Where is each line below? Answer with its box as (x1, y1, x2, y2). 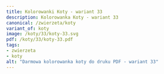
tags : (6, 42, 20, 48)
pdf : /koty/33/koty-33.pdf (6, 36, 73, 42)
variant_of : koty (6, 25, 49, 32)
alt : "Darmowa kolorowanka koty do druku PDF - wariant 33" (6, 58, 159, 64)
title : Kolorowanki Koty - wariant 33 (6, 8, 103, 15)
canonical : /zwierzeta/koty (6, 20, 76, 26)
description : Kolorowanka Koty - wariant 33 (6, 14, 119, 20)
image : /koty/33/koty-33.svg (6, 31, 79, 37)
